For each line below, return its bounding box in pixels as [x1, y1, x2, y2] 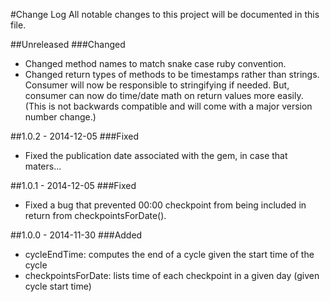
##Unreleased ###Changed [10, 39, 126, 50]
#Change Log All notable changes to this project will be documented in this [10, 9, 320, 20]
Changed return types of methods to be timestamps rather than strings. [24, 69, 320, 80]
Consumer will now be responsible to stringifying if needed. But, [24, 79, 290, 91]
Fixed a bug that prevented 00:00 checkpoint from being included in [24, 199, 307, 211]
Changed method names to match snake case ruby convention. [24, 58, 287, 69]
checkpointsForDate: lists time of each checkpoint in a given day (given [24, 270, 320, 281]
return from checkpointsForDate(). [24, 210, 167, 221]
